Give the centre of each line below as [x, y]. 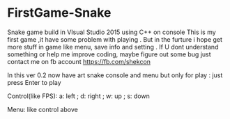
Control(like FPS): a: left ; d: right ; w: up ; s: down [78, 96]
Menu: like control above [43, 109]
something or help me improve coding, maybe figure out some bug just [109, 54]
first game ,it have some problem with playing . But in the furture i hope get [115, 39]
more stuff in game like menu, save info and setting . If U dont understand [113, 47]
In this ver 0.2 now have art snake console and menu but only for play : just [115, 75]
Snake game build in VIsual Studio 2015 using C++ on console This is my [112, 32]
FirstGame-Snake [59, 13]
